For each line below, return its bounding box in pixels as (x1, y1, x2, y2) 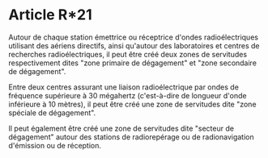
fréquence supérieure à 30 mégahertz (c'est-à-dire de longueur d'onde (8, 90, 247, 100)
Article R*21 (8, 6, 93, 24)
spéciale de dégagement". (8, 107, 96, 118)
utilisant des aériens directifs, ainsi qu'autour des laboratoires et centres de (8, 40, 260, 50)
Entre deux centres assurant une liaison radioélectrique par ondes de (8, 82, 239, 92)
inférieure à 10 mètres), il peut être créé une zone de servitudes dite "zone (8, 99, 257, 109)
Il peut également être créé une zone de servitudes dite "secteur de (8, 123, 235, 133)
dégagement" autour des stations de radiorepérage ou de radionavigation (8, 131, 255, 142)
